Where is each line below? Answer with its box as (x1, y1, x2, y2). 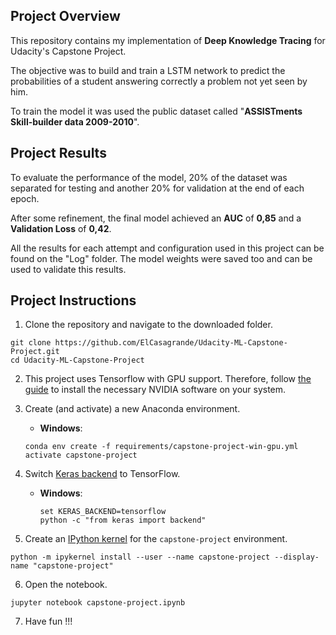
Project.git (10, 347, 60, 357)
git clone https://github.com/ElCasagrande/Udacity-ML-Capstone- (10, 338, 288, 348)
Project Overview (10, 8, 121, 25)
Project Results (10, 145, 107, 162)
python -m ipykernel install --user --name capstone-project (10, 552, 271, 563)
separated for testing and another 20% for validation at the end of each (10, 182, 305, 194)
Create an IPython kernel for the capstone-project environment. (24, 533, 288, 545)
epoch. (10, 192, 40, 204)
